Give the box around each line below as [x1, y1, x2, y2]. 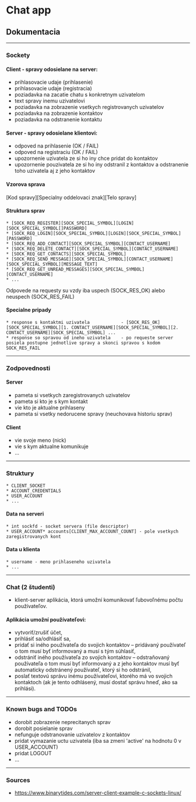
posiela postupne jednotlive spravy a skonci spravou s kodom [6, 340, 160, 346]
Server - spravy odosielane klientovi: [6, 129, 98, 136]
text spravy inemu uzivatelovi [14, 97, 85, 104]
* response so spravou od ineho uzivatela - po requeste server [6, 335, 174, 340]
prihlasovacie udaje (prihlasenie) [14, 79, 93, 86]
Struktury [6, 469, 34, 477]
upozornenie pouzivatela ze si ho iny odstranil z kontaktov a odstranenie [14, 161, 188, 168]
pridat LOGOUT [14, 749, 52, 756]
